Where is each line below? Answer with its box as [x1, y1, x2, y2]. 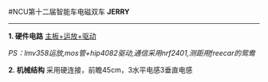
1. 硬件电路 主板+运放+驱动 [8, 31, 97, 41]
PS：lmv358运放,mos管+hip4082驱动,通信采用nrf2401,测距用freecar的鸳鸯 [8, 49, 255, 57]
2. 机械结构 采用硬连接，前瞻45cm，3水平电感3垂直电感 [8, 65, 193, 74]
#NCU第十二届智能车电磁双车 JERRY [8, 7, 130, 16]
